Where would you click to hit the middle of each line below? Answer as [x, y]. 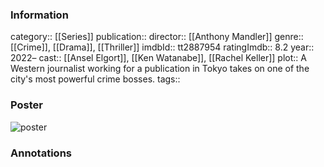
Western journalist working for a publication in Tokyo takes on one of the [160, 69]
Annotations [41, 153]
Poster [26, 105]
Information [39, 15]
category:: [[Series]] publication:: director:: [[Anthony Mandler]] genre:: [157, 37]
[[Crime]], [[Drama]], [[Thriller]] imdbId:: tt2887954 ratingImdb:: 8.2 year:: [162, 47]
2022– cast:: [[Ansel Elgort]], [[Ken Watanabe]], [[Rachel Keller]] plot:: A [158, 58]
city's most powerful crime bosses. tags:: [95, 79]
